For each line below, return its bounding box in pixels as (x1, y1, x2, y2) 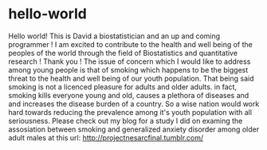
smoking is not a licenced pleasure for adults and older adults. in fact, (8, 81, 238, 92)
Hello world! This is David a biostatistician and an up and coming (8, 31, 221, 41)
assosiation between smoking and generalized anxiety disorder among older (8, 124, 260, 134)
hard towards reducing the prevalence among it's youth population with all (8, 107, 253, 116)
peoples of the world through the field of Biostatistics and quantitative (8, 48, 238, 57)
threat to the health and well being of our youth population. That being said (8, 73, 254, 83)
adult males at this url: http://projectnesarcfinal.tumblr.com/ (8, 132, 204, 142)
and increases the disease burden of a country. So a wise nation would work (8, 99, 260, 109)
